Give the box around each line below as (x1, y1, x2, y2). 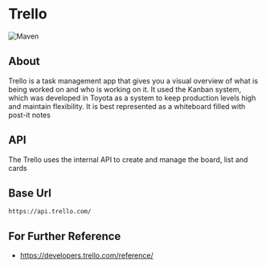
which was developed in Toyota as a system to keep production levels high (8, 93, 256, 103)
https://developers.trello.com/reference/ (19, 250, 154, 261)
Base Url (8, 186, 52, 200)
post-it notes (8, 110, 51, 120)
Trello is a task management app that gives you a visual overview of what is (8, 75, 259, 85)
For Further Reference (8, 229, 121, 243)
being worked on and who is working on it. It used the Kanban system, (8, 84, 242, 94)
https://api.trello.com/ (8, 208, 92, 216)
